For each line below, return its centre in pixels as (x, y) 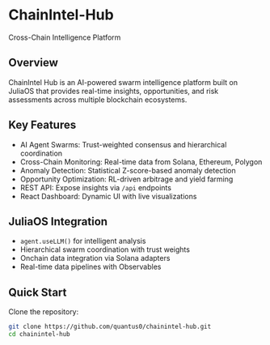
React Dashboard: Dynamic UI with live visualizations (108, 196)
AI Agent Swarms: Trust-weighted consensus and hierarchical (123, 144)
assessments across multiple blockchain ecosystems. (98, 100)
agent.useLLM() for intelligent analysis (83, 241)
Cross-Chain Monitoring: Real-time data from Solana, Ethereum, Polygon (141, 162)
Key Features (42, 125)
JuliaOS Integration (58, 221)
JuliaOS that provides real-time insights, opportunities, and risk (114, 91)
